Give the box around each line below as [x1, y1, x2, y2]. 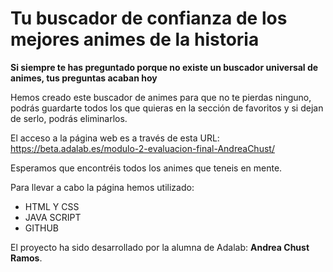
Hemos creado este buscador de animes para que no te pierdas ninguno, [10, 91, 312, 103]
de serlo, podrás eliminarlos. [10, 112, 128, 124]
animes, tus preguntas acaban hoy [10, 72, 158, 84]
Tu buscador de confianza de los [10, 7, 288, 30]
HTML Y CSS [24, 200, 80, 212]
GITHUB [24, 222, 60, 234]
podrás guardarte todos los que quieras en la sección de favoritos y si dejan [10, 102, 324, 114]
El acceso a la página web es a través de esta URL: [10, 132, 220, 144]
